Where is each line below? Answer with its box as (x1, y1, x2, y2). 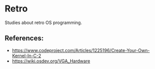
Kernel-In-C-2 (12, 52, 41, 58)
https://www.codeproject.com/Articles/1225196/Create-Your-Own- (12, 47, 150, 53)
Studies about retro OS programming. (5, 19, 82, 25)
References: (5, 34, 44, 42)
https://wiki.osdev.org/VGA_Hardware (12, 58, 91, 64)
